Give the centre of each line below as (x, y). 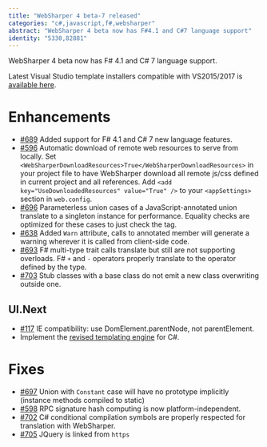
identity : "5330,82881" (48, 38)
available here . (32, 85)
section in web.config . (56, 199)
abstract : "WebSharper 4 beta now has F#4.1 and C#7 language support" (130, 30)
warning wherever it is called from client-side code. (105, 242)
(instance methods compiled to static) (82, 400)
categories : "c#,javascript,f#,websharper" (82, 23)
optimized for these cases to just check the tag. (98, 224)
